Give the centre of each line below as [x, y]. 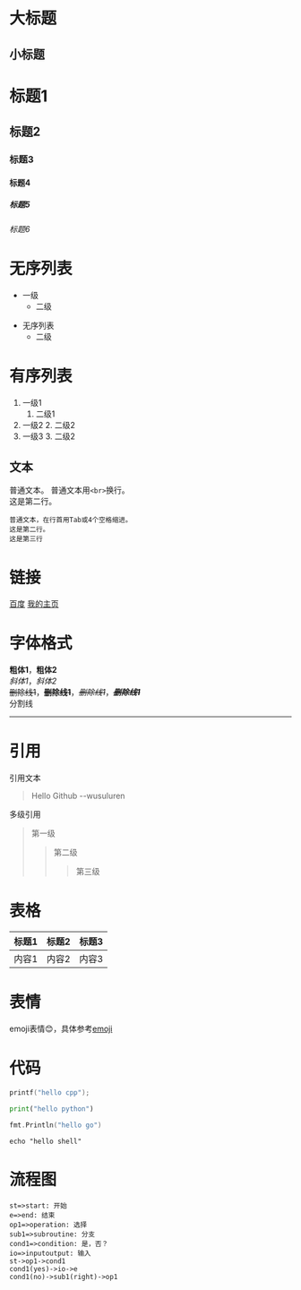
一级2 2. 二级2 [49, 425]
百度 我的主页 [34, 604]
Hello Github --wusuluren [78, 796]
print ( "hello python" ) [52, 1109]
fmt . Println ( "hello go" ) [56, 1125]
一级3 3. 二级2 [49, 436]
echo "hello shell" [46, 1141]
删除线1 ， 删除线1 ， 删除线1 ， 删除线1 [75, 692]
